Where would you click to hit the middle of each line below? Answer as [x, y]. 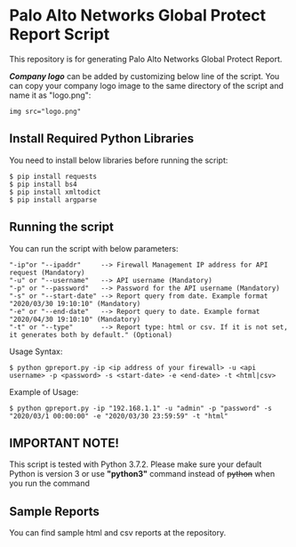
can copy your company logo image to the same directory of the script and [147, 85]
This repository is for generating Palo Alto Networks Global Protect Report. [146, 59]
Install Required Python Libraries [102, 139]
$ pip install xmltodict [55, 192]
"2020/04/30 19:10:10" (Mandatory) [75, 319]
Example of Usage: [44, 391]
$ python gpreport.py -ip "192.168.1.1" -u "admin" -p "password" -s [141, 408]
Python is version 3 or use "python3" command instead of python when [142, 474]
